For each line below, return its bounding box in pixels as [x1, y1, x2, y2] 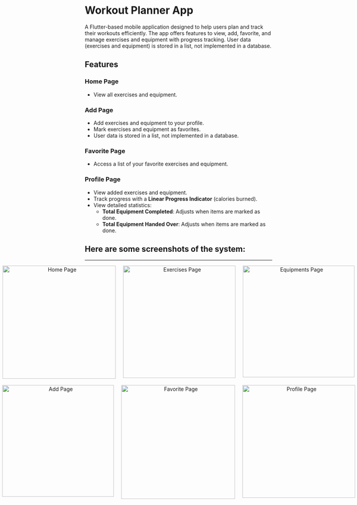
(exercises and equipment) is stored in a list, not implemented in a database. [84, 42, 272, 49]
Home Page [84, 77, 119, 86]
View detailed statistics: [93, 201, 152, 208]
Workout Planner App [84, 4, 193, 17]
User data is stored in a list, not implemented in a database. [93, 132, 239, 139]
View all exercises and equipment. [93, 91, 178, 98]
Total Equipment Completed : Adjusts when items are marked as [102, 208, 261, 215]
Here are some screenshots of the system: [84, 244, 246, 254]
